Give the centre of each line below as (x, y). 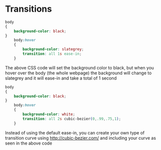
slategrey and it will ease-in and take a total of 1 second (61, 78)
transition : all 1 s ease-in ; (52, 54)
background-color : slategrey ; (53, 49)
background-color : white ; (49, 114)
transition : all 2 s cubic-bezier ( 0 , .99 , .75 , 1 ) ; (72, 119)
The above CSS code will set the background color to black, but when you (80, 67)
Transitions (29, 9)
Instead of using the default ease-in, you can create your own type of (75, 132)
